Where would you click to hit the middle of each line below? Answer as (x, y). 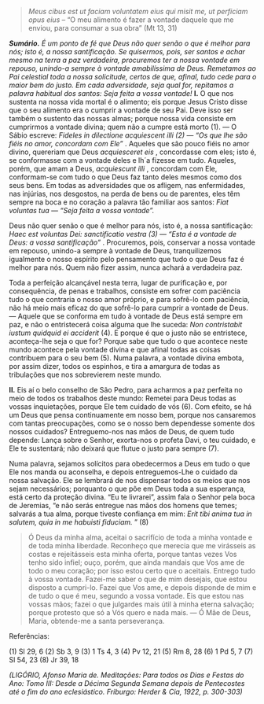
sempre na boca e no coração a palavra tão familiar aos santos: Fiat (119, 202)
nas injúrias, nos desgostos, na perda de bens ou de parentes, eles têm (125, 194)
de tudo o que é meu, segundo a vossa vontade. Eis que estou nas (136, 596)
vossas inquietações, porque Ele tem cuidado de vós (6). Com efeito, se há (130, 407)
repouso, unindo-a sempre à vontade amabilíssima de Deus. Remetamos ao (132, 68)
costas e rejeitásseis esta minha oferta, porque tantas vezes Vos (133, 554)
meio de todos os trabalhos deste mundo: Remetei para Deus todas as (123, 398)
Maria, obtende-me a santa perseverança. (96, 621)
